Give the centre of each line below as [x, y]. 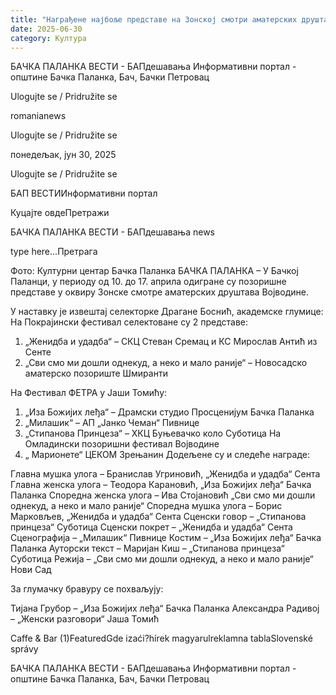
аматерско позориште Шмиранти [96, 373]
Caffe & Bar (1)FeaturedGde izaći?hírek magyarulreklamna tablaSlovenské [161, 638]
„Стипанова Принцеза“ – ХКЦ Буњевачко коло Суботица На [153, 433]
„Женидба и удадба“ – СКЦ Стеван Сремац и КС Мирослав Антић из [171, 342]
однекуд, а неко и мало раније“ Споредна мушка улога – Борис [146, 506]
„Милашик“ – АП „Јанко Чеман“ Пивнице [112, 423]
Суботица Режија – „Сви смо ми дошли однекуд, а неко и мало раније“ [162, 559]
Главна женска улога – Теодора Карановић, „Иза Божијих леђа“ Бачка [161, 485]
